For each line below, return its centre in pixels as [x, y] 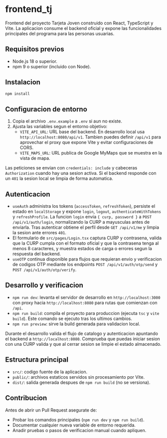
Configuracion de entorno [46, 109]
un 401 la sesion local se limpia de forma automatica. [59, 178]
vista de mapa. [35, 158]
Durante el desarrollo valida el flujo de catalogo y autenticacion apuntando [82, 333]
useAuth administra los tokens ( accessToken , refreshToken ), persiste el [84, 206]
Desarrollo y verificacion [44, 285]
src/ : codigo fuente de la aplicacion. [50, 372]
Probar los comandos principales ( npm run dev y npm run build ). [78, 420]
